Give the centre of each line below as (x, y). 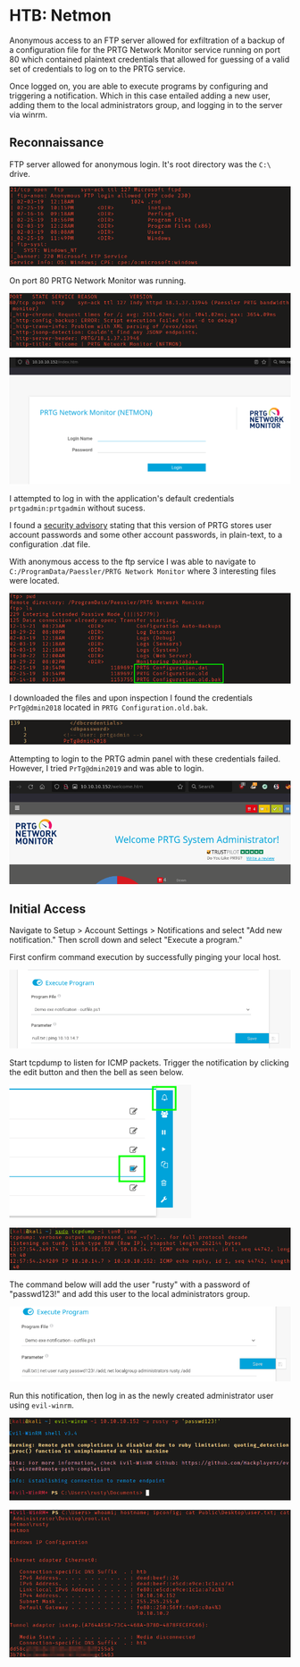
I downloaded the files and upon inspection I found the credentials (131, 697)
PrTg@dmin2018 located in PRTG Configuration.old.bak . (108, 707)
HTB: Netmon (60, 16)
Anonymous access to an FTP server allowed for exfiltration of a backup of (147, 40)
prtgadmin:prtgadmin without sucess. (77, 508)
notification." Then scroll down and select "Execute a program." (126, 940)
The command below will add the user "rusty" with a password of (130, 1284)
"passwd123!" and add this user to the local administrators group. (130, 1293)
